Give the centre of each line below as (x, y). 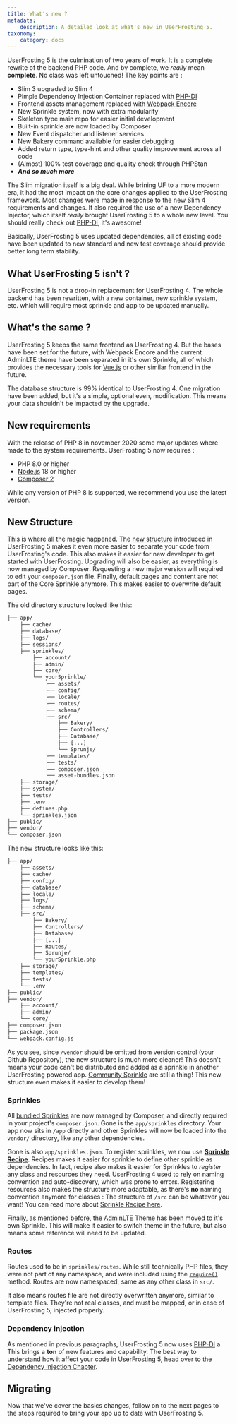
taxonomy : (22, 34)
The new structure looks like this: (55, 849)
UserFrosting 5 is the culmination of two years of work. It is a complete (110, 60)
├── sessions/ (41, 644)
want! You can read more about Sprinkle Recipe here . (85, 1204)
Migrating (29, 1388)
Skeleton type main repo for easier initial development (96, 119)
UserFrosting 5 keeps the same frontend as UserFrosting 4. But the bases (114, 345)
